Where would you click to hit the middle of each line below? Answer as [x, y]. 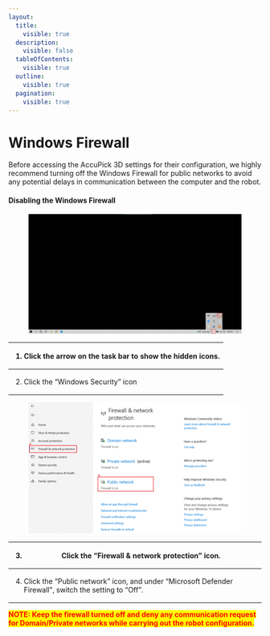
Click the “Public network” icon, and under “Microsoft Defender [128, 581]
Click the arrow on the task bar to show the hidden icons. [122, 356]
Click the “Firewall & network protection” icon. [141, 556]
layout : [21, 17]
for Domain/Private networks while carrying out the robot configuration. [131, 623]
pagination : [36, 93]
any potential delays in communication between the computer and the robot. [135, 182]
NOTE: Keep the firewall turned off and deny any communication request [132, 614]
